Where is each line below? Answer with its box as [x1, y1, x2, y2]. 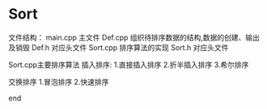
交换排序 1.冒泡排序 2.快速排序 [8, 77, 109, 86]
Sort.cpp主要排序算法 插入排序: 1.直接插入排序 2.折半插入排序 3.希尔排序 [8, 60, 249, 69]
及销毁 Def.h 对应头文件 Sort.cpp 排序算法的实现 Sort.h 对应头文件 [8, 42, 229, 52]
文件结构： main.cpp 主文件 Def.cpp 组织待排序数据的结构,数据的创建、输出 [8, 32, 261, 42]
